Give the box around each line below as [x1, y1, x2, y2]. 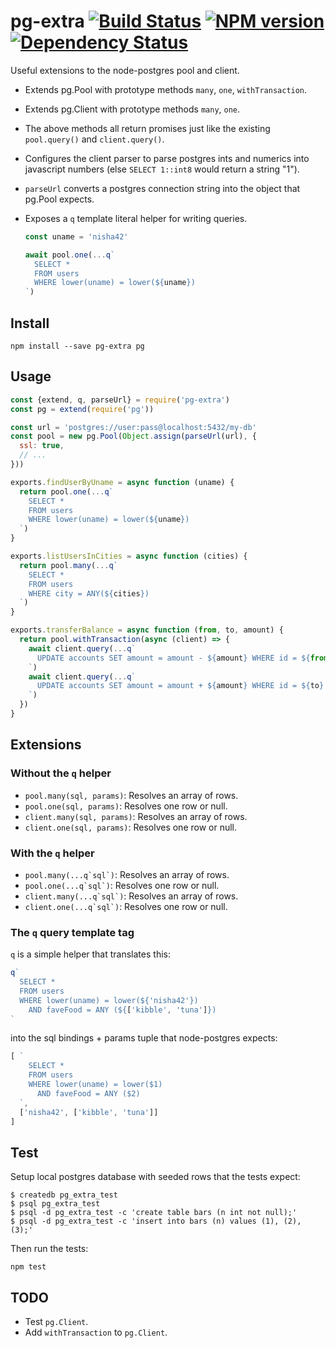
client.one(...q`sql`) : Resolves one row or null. [24, 900, 228, 912]
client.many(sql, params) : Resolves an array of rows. [24, 810, 248, 822]
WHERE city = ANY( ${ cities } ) [28, 588, 150, 599]
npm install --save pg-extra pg [10, 341, 145, 351]
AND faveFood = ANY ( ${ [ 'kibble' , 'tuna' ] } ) [28, 1005, 217, 1015]
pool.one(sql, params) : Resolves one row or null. [24, 800, 228, 812]
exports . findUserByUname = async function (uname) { [10, 477, 235, 487]
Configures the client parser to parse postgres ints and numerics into [24, 152, 310, 164]
